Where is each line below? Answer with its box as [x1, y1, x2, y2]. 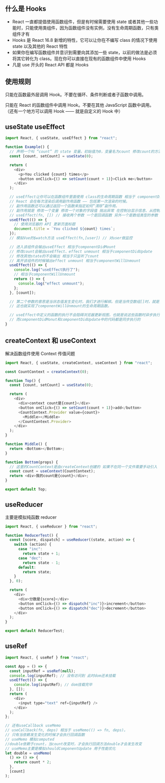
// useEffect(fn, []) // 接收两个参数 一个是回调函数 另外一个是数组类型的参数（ [9, 213, 162, 218]
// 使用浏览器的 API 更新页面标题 [14, 222, 76, 227]
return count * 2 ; [14, 760, 52, 765]
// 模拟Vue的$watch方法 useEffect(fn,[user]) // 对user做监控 [9, 236, 133, 241]
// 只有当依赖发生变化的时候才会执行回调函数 [5, 732, 85, 737]
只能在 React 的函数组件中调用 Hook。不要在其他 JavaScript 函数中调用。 [5, 102, 154, 108]
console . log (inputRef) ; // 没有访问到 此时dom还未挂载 [9, 673, 116, 678]
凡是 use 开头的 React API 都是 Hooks [12, 62, 89, 67]
